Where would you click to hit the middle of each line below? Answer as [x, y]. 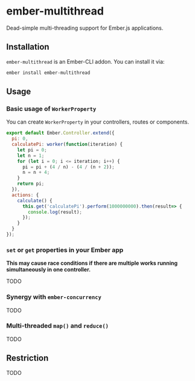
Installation [28, 47]
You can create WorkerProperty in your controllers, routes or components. [97, 122]
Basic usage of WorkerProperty [51, 108]
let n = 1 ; [31, 156]
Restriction [27, 358]
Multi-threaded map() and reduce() [57, 326]
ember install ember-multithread [48, 73]
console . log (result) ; [55, 212]
